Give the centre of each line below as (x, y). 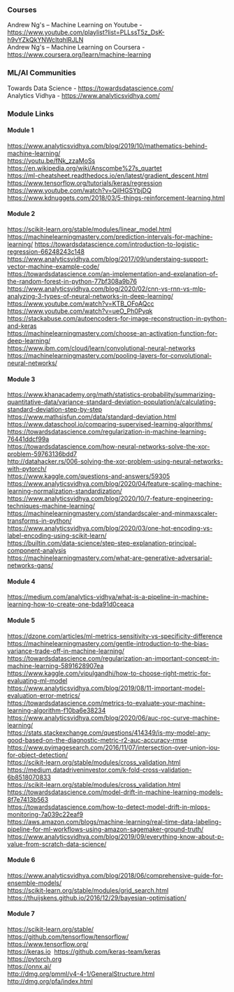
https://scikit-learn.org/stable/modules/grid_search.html (88, 890)
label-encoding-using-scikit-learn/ (57, 535)
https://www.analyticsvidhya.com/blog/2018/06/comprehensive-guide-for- (115, 875)
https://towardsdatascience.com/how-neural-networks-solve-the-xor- (109, 447)
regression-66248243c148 (46, 251)
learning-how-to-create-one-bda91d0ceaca (71, 604)
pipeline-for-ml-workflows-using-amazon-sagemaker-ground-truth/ (105, 829)
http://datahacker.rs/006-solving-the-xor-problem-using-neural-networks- (115, 461)
